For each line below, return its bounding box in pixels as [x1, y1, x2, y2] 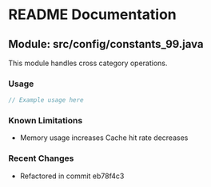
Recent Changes [8, 153, 74, 164]
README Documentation [8, 6, 177, 24]
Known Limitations [8, 115, 83, 127]
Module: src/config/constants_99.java [8, 37, 204, 51]
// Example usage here [8, 96, 84, 104]
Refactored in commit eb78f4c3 [19, 171, 125, 181]
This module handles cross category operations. [8, 58, 168, 68]
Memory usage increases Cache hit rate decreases [19, 133, 189, 142]
